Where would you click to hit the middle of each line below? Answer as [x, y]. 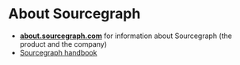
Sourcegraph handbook [58, 52]
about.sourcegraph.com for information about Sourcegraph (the [126, 36]
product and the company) [63, 44]
